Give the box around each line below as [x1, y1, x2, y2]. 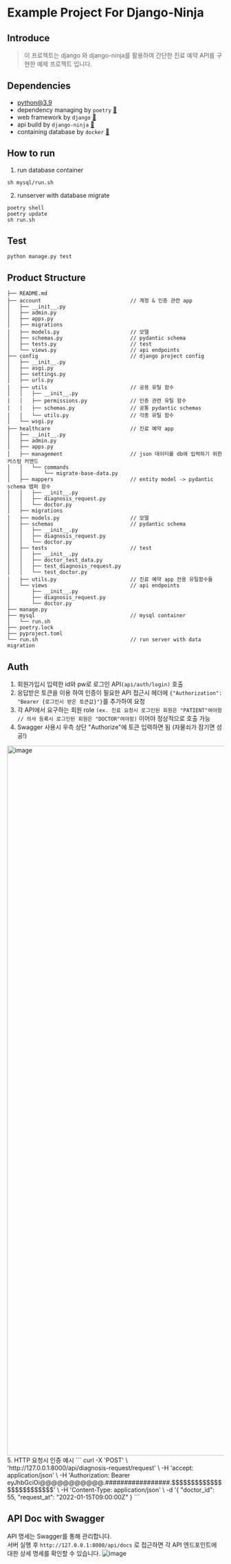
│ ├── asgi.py [7, 365, 54, 372]
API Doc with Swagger [7, 1513, 105, 1525]
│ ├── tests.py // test [7, 341, 153, 348]
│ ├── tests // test [7, 545, 153, 552]
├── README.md [7, 290, 48, 297]
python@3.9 [16, 98, 53, 107]
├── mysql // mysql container [7, 612, 186, 619]
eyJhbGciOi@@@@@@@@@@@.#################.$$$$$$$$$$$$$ [7, 1479, 222, 1487]
